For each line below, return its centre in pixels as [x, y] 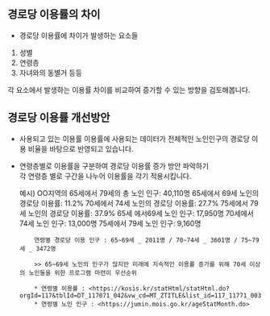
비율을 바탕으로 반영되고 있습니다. [81, 148]
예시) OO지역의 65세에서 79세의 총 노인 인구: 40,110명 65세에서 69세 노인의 [139, 193]
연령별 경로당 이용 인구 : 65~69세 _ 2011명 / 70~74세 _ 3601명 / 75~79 [147, 240]
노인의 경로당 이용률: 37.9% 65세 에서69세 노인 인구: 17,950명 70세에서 [141, 213]
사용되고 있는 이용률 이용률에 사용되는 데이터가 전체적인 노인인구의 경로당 [135, 139]
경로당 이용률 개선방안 [59, 118]
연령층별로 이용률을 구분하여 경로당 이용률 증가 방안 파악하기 [114, 166]
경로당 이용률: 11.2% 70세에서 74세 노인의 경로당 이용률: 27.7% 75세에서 [134, 203]
